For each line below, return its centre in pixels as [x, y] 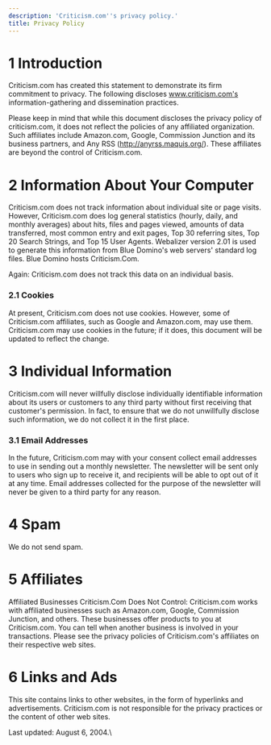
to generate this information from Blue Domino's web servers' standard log [133, 250]
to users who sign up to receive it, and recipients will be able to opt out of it [133, 474]
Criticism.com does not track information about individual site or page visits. [135, 207]
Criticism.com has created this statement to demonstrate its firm [115, 85]
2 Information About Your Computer [131, 185]
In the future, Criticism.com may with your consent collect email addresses [133, 457]
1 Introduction [56, 63]
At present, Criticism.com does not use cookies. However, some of [119, 313]
